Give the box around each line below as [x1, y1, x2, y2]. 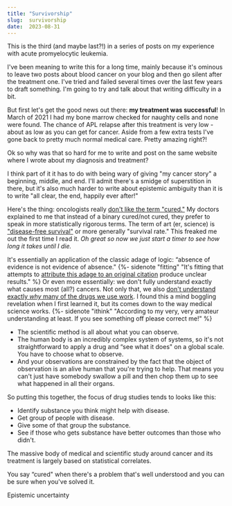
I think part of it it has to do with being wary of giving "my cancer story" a [7, 169, 217, 178]
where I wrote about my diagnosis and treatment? [7, 156, 149, 165]
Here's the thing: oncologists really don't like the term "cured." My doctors [7, 205, 220, 214]
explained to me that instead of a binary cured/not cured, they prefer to [7, 212, 211, 221]
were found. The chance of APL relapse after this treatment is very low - [7, 121, 213, 129]
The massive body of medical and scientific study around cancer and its [7, 449, 213, 458]
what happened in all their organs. [17, 380, 115, 388]
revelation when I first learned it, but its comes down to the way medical [7, 300, 213, 308]
